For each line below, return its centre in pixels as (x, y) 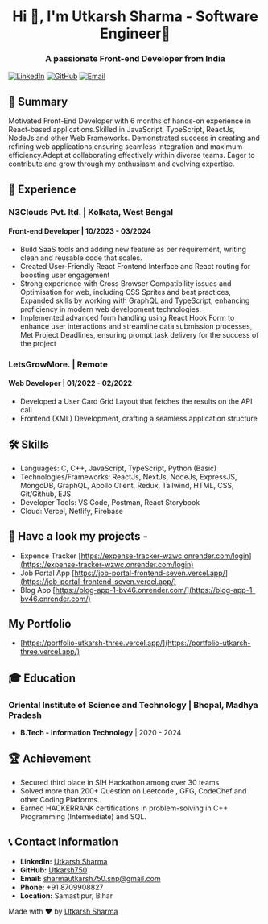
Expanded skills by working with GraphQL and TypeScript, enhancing (135, 300)
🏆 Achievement (49, 759)
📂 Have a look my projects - (78, 536)
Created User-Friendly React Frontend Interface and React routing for (135, 266)
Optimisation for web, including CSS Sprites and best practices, (125, 292)
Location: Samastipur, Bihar (66, 895)
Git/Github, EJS (45, 494)
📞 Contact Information (63, 842)
